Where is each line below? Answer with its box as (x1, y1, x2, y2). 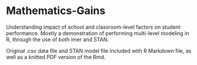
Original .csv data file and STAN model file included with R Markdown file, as (6, 47, 192, 54)
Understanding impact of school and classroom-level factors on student (6, 23, 181, 30)
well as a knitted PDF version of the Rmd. (6, 53, 106, 60)
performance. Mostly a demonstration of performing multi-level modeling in (6, 29, 189, 36)
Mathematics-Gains (6, 4, 106, 18)
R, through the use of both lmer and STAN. (6, 36, 109, 43)
